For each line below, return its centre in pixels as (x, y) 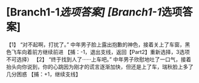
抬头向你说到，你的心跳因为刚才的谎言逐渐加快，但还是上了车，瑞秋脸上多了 (100, 66)
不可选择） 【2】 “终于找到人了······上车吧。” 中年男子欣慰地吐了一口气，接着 (99, 59)
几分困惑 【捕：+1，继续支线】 (44, 74)
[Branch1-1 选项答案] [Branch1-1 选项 (94, 12)
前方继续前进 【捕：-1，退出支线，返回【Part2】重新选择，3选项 (111, 52)
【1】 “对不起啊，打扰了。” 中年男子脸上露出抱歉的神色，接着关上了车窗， (96, 44)
